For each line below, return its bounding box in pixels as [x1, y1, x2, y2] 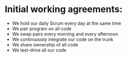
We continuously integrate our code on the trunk [12, 36, 113, 42]
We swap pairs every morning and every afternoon [12, 31, 118, 37]
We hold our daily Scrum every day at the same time [12, 20, 121, 26]
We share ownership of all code [12, 41, 78, 47]
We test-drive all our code [12, 47, 67, 53]
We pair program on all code [12, 25, 72, 31]
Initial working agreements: [5, 4, 122, 15]
